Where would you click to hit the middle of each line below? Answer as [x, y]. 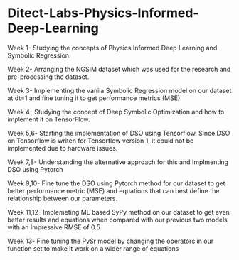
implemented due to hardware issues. [63, 148]
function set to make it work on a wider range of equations [93, 248]
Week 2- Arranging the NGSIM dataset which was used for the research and [119, 69]
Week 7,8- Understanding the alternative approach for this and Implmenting [118, 162]
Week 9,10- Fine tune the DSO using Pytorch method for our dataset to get [116, 183]
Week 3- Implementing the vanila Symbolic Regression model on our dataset [119, 90]
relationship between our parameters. [63, 198]
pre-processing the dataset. [48, 77]
